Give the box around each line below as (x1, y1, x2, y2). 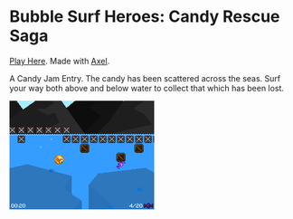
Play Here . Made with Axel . (9, 55, 110, 66)
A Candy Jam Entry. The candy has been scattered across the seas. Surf (9, 72, 281, 83)
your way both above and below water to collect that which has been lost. (9, 82, 285, 93)
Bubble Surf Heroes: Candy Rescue (9, 6, 280, 27)
